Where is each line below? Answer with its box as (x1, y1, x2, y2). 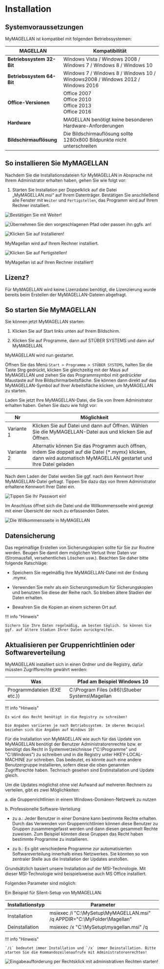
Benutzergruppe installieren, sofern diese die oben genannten (5, 762, 130, 768)
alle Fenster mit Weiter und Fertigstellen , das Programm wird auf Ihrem (12, 197, 158, 203)
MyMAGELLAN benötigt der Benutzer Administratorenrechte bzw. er (5, 741, 142, 747)
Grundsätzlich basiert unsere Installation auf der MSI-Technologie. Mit (5, 866, 146, 872)
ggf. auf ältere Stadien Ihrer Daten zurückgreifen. (5, 628, 115, 632)
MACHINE (5, 757, 25, 763)
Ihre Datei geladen (32, 461, 75, 468)
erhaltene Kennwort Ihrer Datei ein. (5, 484, 76, 490)
